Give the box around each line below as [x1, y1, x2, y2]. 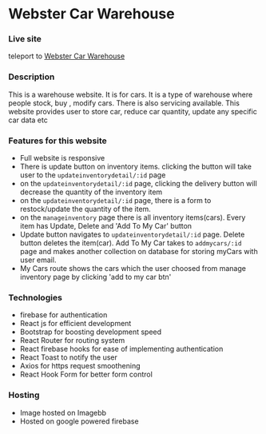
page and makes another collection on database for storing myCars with [19, 247, 258, 257]
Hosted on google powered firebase [19, 416, 139, 426]
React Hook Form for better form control [19, 369, 153, 380]
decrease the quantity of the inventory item [19, 187, 163, 197]
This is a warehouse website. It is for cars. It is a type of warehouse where [8, 90, 253, 99]
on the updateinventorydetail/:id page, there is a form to [19, 196, 212, 205]
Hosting [8, 389, 40, 400]
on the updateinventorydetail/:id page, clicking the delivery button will [19, 179, 257, 189]
